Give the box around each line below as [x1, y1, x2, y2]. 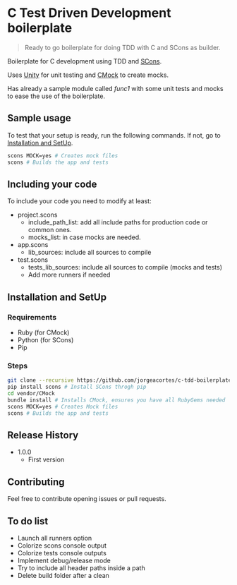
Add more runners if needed [28, 270, 111, 279]
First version [28, 455, 65, 464]
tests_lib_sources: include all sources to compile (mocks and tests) [28, 263, 223, 272]
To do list [7, 515, 49, 527]
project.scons [17, 210, 58, 219]
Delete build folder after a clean [17, 571, 109, 579]
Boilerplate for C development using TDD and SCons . [7, 56, 162, 65]
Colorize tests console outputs [17, 548, 107, 557]
